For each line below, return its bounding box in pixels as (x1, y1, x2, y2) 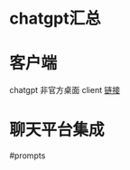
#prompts (9, 150, 46, 161)
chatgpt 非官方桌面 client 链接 (9, 85, 120, 96)
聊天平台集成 (9, 119, 106, 140)
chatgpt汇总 (9, 8, 101, 29)
